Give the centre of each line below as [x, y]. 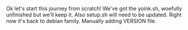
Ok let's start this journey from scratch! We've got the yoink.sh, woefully [94, 9]
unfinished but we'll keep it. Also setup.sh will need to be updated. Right [94, 15]
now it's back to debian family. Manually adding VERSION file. [81, 21]
